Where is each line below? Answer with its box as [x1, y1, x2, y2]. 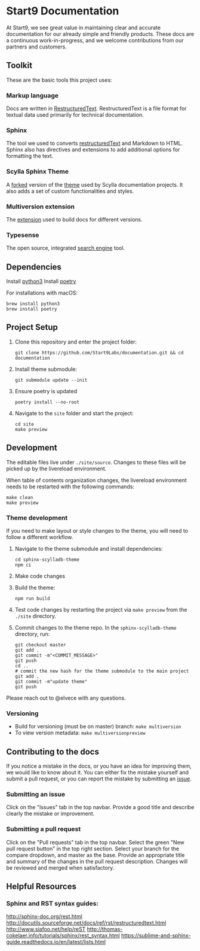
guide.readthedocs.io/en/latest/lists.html [6, 938, 106, 946]
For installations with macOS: [6, 289, 78, 297]
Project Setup [6, 322, 59, 333]
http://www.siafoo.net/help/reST [6, 926, 86, 933]
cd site [14, 421, 34, 427]
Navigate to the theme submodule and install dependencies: [14, 545, 163, 552]
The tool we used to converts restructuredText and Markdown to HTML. [6, 139, 183, 147]
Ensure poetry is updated [14, 387, 78, 394]
